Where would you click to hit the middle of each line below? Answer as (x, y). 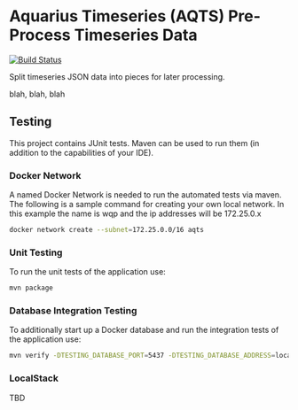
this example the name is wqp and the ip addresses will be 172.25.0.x (135, 213)
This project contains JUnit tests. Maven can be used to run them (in (134, 143)
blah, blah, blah (37, 94)
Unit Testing (36, 252)
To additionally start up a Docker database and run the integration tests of (144, 330)
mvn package (31, 288)
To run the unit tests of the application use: (87, 272)
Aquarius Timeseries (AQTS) (117, 16)
